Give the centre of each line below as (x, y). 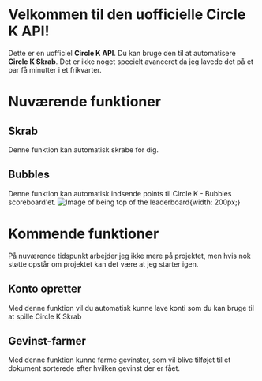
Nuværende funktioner (85, 102)
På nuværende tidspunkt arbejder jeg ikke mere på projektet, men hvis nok (129, 256)
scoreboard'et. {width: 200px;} (124, 202)
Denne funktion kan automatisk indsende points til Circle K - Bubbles (120, 193)
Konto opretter (45, 289)
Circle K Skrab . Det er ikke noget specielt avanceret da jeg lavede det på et (131, 62)
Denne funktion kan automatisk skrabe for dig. (84, 149)
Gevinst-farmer (47, 341)
